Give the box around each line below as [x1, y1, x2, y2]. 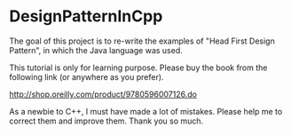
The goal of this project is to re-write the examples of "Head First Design [9, 36, 275, 46]
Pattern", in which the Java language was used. [9, 44, 184, 55]
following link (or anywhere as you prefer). [9, 71, 164, 82]
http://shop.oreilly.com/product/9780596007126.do [9, 89, 198, 99]
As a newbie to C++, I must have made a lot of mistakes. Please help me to [9, 106, 283, 116]
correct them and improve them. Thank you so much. [9, 115, 204, 126]
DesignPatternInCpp [9, 6, 163, 27]
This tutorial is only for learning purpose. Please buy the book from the [9, 62, 268, 73]
